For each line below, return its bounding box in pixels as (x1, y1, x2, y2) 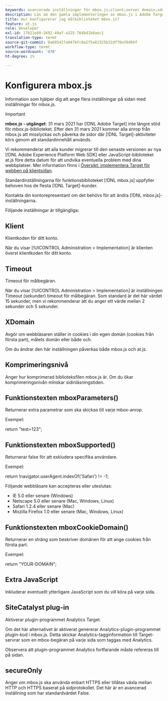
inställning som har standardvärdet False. (5, 690, 90, 696)
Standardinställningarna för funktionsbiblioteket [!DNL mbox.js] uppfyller (5, 177, 155, 183)
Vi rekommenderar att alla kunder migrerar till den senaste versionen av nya (5, 146, 161, 152)
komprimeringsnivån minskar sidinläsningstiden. (5, 379, 105, 385)
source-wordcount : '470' (5, 49, 57, 54)
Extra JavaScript (5, 576, 58, 584)
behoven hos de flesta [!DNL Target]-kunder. (5, 183, 98, 189)
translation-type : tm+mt (5, 35, 57, 40)
